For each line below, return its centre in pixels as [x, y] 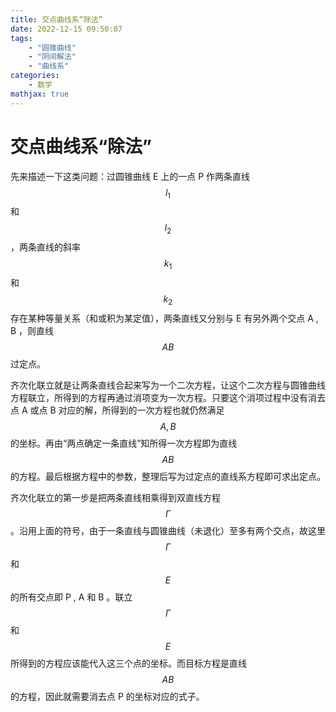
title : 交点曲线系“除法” [56, 19]
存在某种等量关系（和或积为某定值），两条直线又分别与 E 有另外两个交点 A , [164, 318]
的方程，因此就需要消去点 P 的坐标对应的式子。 [107, 696]
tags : [21, 38]
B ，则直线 [32, 330]
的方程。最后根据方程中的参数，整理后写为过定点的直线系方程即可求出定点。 [168, 476]
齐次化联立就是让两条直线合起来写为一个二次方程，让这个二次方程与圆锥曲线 [168, 385]
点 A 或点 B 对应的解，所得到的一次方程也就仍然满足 [117, 410]
